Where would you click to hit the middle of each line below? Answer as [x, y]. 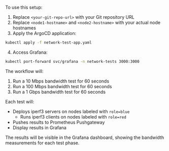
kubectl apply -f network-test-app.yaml [49, 43]
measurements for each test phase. [42, 143]
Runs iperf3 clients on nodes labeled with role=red [73, 117]
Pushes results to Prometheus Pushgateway [59, 122]
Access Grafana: [30, 52]
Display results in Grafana [40, 127]
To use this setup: [24, 7]
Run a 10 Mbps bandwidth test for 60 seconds [61, 81]
